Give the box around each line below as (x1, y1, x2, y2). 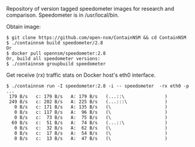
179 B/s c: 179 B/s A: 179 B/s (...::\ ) (8, 94, 168, 100)
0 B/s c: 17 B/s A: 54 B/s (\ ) (14, 130, 168, 136)
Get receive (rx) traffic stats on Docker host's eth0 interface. (6, 71, 156, 79)
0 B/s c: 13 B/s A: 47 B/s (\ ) (14, 136, 168, 142)
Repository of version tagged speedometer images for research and (6, 5, 175, 12)
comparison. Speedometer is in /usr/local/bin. (6, 11, 119, 19)
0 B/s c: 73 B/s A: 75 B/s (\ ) (14, 115, 168, 121)
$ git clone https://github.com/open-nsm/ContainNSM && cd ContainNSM (6, 35, 187, 41)
